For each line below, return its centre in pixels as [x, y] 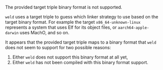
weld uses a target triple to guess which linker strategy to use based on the [82, 17]
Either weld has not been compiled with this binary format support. [80, 62]
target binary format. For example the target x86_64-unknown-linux [73, 22]
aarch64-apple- [133, 28]
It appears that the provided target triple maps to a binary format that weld [81, 42]
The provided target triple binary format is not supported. [64, 7]
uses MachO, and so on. [44, 33]
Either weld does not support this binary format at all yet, [70, 57]
